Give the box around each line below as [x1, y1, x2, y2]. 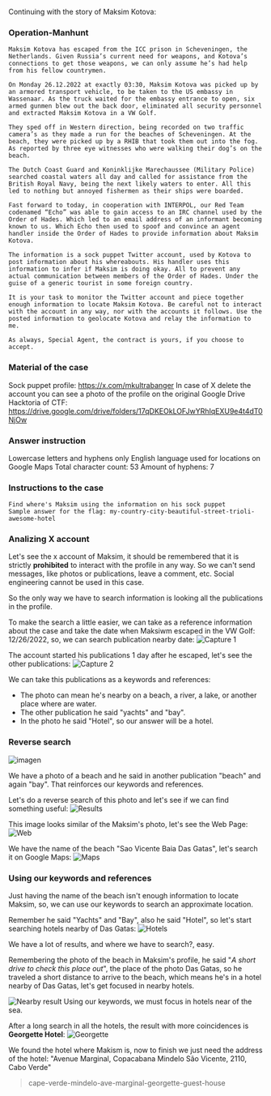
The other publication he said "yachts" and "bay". [19, 708, 186, 718]
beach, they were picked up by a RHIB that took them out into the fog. [8, 138, 259, 146]
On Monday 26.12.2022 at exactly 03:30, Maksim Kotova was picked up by [8, 81, 259, 89]
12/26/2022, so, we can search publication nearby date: [8, 635, 195, 645]
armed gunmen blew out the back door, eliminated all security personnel [8, 102, 263, 110]
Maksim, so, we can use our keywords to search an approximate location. [8, 899, 253, 910]
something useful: [8, 804, 69, 813]
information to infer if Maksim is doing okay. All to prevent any [8, 265, 241, 274]
